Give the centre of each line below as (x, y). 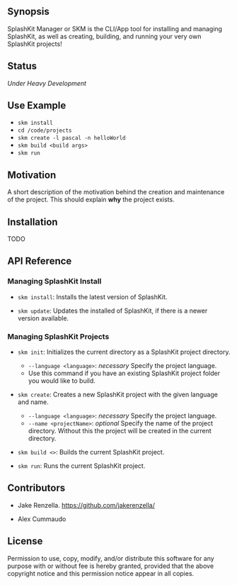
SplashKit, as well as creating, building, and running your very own (104, 36)
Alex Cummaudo (42, 519)
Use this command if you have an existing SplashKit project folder (124, 373)
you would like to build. (62, 381)
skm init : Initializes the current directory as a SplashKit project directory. (124, 352)
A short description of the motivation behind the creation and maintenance (116, 192)
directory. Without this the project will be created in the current (120, 431)
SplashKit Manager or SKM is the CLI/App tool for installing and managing (115, 28)
